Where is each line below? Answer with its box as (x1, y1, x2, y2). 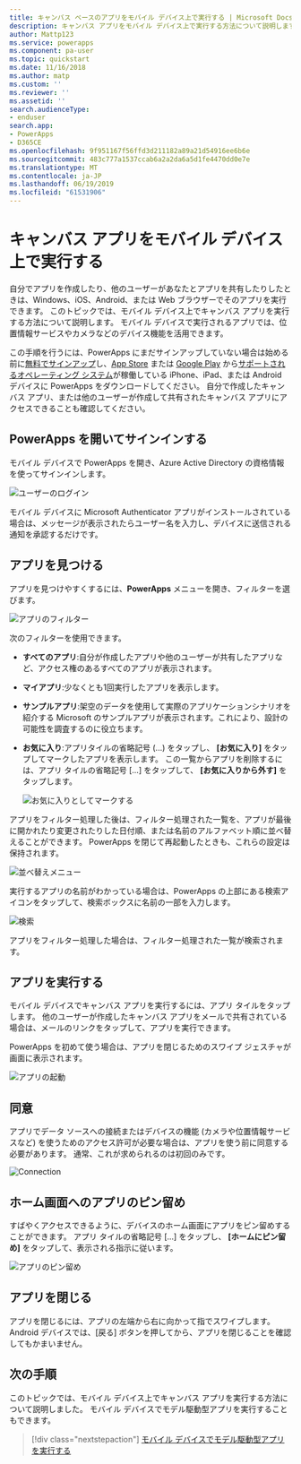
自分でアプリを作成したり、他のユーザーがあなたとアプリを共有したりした (9, 283, 284, 294)
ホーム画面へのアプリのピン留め (9, 1194, 186, 1210)
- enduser (9, 113, 47, 122)
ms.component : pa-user (9, 47, 94, 56)
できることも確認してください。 (32, 402, 150, 413)
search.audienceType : (9, 105, 90, 114)
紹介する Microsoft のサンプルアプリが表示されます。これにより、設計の (21, 711, 288, 722)
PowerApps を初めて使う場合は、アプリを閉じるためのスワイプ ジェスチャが (9, 1041, 292, 1053)
